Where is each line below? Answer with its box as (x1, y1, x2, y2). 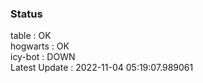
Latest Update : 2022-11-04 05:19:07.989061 (10, 62, 194, 74)
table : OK (10, 30, 52, 42)
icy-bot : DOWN (10, 51, 76, 63)
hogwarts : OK (10, 40, 70, 52)
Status (10, 7, 43, 21)
